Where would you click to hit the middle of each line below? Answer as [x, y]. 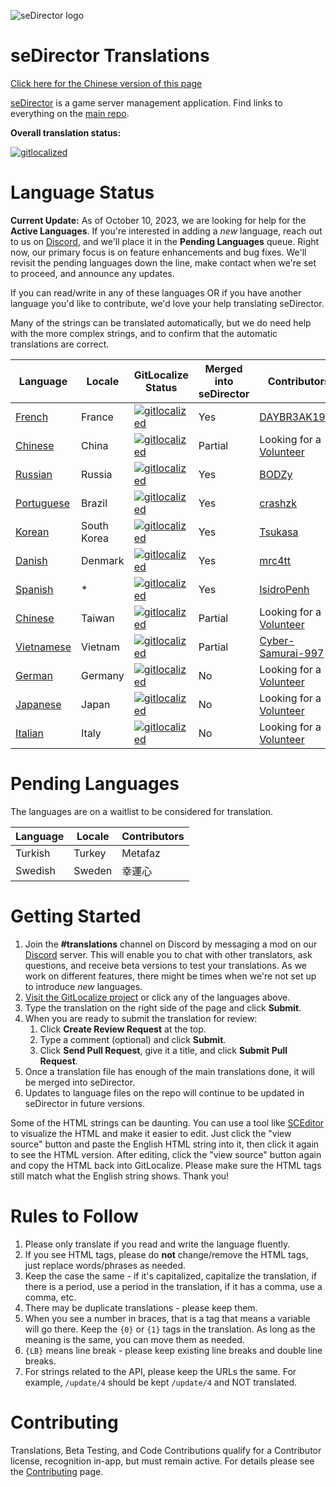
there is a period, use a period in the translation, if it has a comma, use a [173, 1286]
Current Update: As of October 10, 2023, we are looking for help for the [158, 220]
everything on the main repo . [70, 113]
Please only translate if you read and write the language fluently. [157, 1244]
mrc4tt [275, 560]
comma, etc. [50, 1297]
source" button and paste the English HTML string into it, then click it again [165, 1144]
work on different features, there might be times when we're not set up [170, 976]
